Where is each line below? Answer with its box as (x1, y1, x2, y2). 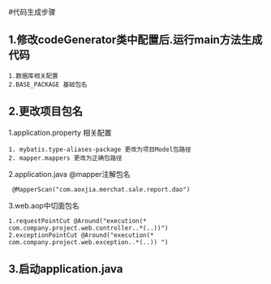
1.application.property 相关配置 (8, 127, 112, 137)
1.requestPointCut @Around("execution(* (8, 217, 148, 225)
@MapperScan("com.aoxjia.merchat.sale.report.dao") (11, 185, 191, 193)
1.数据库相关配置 (8, 71, 58, 80)
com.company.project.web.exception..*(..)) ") (8, 238, 169, 246)
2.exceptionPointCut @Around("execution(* (8, 230, 154, 239)
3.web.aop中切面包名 (8, 200, 80, 210)
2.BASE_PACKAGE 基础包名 (8, 80, 88, 88)
